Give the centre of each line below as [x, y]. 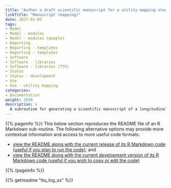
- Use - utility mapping [32, 85]
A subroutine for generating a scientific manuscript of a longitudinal [89, 109]
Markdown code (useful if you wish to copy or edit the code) [76, 160]
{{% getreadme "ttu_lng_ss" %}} [39, 180]
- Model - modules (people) [35, 39]
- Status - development [31, 76]
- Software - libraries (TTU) [37, 67]
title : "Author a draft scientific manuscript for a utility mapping [81, 10]
